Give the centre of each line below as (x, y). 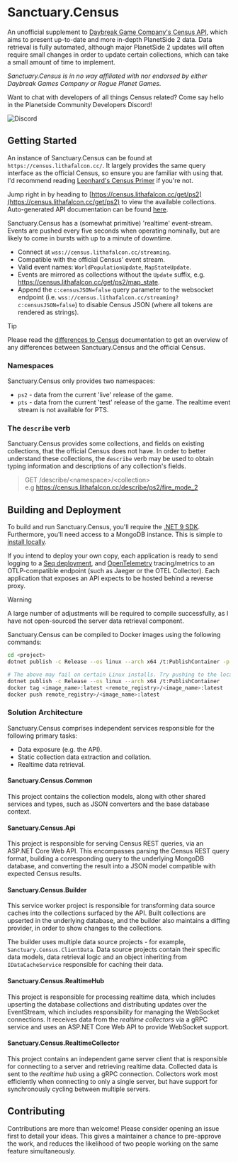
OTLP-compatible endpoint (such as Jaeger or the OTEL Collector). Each (114, 571)
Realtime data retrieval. (51, 764)
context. (19, 811)
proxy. (17, 586)
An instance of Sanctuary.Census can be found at (80, 157)
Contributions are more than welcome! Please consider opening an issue (113, 1128)
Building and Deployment (64, 510)
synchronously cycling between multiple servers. (79, 1089)
